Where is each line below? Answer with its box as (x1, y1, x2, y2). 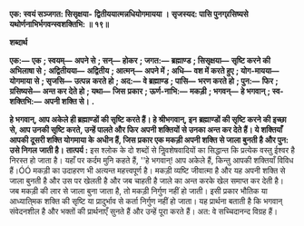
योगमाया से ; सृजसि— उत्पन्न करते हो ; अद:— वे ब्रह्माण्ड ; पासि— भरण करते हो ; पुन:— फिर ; (9, 75, 279, 86)
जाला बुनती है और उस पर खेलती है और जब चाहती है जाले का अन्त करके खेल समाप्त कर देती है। (9, 175, 284, 186)
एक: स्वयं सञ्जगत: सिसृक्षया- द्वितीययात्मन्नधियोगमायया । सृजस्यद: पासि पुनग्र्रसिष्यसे (9, 9, 249, 19)
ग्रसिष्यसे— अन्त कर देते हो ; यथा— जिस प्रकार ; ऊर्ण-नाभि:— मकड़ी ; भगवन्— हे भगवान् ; (9, 86, 270, 96)
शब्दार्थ (9, 37, 28, 47)
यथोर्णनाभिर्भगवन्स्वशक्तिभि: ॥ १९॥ (9, 19, 110, 29)
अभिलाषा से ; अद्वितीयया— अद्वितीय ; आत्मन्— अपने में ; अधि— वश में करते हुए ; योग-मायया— (9, 65, 279, 76)
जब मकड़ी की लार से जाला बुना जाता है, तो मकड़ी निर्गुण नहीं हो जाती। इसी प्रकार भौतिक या (9, 186, 268, 196)
